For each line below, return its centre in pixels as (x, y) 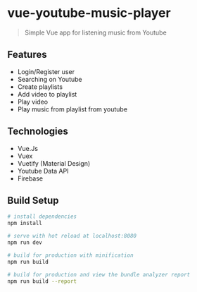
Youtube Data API (43, 171)
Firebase (30, 178)
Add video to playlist (47, 94)
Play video (32, 102)
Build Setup (33, 200)
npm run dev (25, 243)
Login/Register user (46, 71)
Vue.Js (28, 148)
